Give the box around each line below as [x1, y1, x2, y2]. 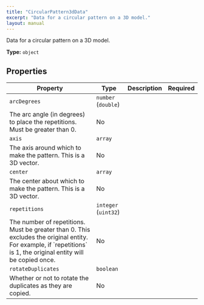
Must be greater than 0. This [9, 226, 90, 234]
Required [168, 84, 195, 93]
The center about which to [9, 177, 85, 186]
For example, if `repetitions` [9, 241, 88, 249]
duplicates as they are [9, 281, 73, 290]
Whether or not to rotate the [9, 274, 89, 283]
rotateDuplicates [9, 266, 59, 273]
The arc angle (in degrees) [9, 110, 86, 119]
